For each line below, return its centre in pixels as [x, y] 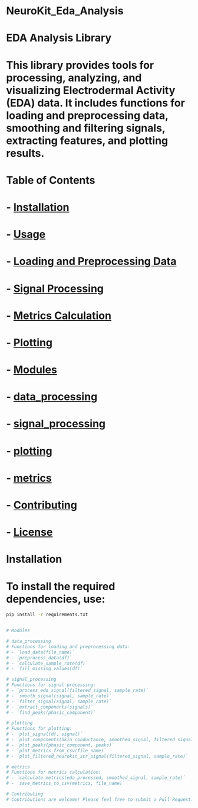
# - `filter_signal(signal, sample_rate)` [59, 701]
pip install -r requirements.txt [47, 615]
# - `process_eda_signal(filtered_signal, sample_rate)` [77, 691]
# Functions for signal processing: [51, 685]
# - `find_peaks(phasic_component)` [51, 712]
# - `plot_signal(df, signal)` [44, 734]
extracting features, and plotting [87, 141]
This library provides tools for [80, 65]
